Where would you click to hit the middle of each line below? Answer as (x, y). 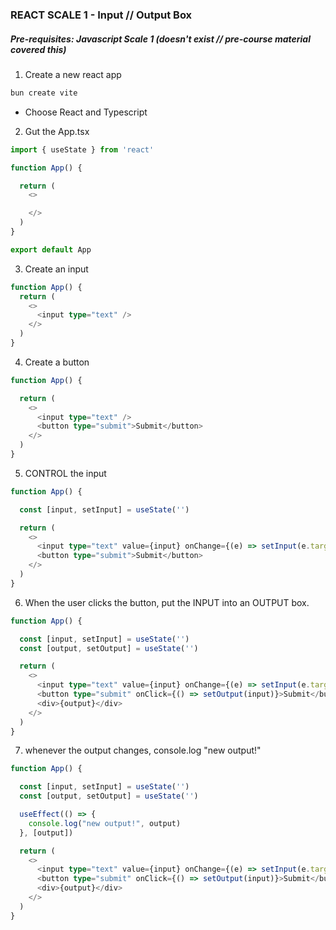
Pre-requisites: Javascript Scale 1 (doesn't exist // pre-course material (160, 39)
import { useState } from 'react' (82, 149)
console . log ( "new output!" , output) (105, 823)
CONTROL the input (65, 473)
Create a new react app (73, 74)
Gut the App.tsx (57, 131)
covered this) (38, 49)
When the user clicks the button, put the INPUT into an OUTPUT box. (167, 602)
